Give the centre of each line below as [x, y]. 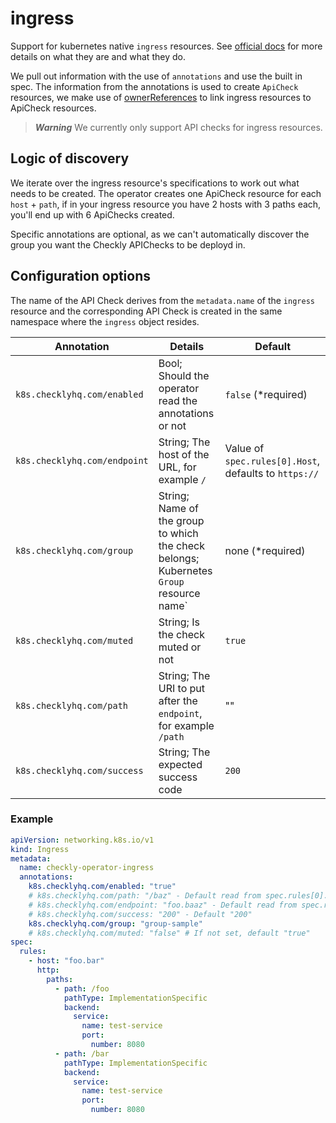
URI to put [182, 688]
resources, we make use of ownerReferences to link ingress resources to [161, 97]
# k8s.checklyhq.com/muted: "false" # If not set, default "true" [169, 933]
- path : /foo [82, 988]
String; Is [179, 622]
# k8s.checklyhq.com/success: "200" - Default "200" [140, 914]
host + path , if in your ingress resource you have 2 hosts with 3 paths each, [166, 204]
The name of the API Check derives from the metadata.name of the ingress [162, 300]
